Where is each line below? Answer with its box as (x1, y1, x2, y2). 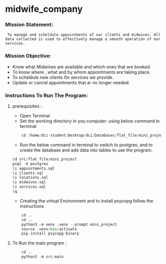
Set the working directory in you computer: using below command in (19, 118, 160, 124)
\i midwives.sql (12, 180, 46, 185)
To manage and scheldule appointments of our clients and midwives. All (7, 32, 161, 38)
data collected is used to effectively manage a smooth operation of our (5, 37, 161, 42)
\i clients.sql (12, 170, 44, 175)
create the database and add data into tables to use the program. (19, 147, 153, 153)
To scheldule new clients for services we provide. (12, 74, 114, 80)
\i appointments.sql (12, 166, 55, 171)
